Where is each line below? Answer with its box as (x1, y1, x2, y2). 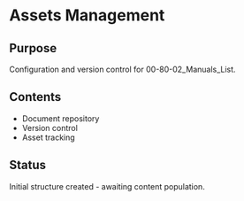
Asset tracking (21, 132, 75, 143)
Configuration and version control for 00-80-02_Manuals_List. (9, 64, 236, 74)
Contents (9, 89, 62, 104)
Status (9, 158, 47, 173)
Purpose (9, 41, 57, 56)
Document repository (21, 112, 100, 124)
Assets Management (9, 5, 165, 26)
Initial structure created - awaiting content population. (9, 181, 205, 191)
